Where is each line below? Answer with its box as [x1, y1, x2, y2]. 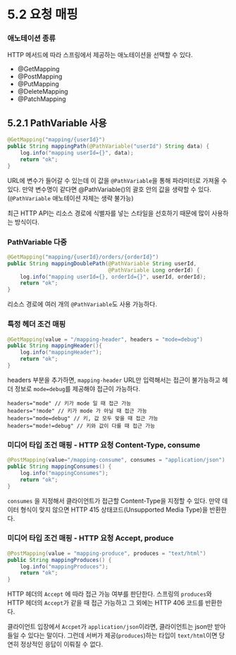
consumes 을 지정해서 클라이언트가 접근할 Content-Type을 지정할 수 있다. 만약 [7, 496, 221, 505]
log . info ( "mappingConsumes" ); [20, 469, 109, 476]
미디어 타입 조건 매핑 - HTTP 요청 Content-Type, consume [7, 440, 201, 450]
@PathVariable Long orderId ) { [108, 266, 200, 274]
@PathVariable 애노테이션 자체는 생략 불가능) [9, 193, 134, 202]
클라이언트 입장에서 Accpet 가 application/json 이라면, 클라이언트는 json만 [7, 623, 213, 631]
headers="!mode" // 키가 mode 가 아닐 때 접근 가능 [7, 407, 147, 414]
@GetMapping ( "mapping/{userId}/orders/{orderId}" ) [7, 253, 159, 260]
